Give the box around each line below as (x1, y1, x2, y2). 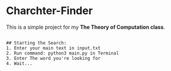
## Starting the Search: (6, 40, 67, 46)
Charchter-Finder (6, 4, 93, 18)
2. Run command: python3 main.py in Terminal (6, 50, 119, 56)
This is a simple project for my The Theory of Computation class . (6, 23, 165, 31)
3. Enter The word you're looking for (6, 55, 101, 61)
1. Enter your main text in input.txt (6, 45, 101, 51)
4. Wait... (6, 60, 33, 66)
